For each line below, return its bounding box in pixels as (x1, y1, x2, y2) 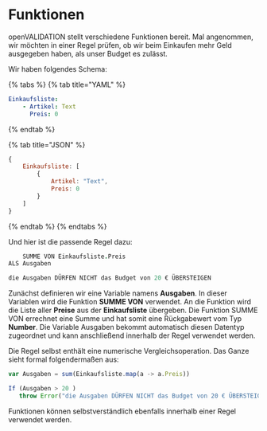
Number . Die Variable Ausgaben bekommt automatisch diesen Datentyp (8, 323, 245, 332)
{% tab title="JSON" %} (8, 139, 86, 149)
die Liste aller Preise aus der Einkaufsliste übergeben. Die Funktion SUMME (8, 305, 258, 315)
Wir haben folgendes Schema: (8, 64, 107, 73)
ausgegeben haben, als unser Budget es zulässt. (8, 49, 168, 58)
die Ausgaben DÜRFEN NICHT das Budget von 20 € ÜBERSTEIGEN (8, 274, 212, 282)
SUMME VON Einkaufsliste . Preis (22, 253, 126, 261)
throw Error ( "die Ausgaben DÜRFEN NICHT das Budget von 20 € (18, 392, 226, 400)
